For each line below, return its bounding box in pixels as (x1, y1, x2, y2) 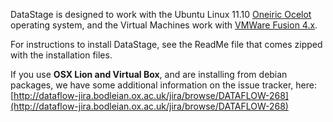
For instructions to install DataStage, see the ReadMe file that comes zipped (10, 39, 323, 50)
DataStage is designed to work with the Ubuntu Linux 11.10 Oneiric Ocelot (10, 9, 312, 20)
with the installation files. (10, 49, 113, 61)
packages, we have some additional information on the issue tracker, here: (10, 79, 317, 91)
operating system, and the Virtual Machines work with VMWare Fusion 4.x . (10, 19, 318, 31)
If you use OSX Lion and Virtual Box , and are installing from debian (10, 69, 288, 80)
